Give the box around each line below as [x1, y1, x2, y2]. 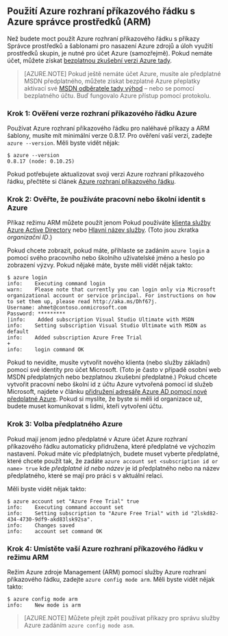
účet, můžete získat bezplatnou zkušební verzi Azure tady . [7, 56, 173, 64]
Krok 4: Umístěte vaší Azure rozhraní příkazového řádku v [7, 543, 203, 553]
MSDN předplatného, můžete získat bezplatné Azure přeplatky [23, 77, 201, 85]
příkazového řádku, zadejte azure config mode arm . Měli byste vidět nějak [7, 576, 215, 583]
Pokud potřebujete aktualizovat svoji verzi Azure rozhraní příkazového [7, 170, 205, 178]
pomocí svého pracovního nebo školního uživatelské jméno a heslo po [7, 254, 205, 262]
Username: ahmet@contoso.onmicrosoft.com [7, 305, 127, 311]
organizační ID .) [7, 233, 53, 242]
